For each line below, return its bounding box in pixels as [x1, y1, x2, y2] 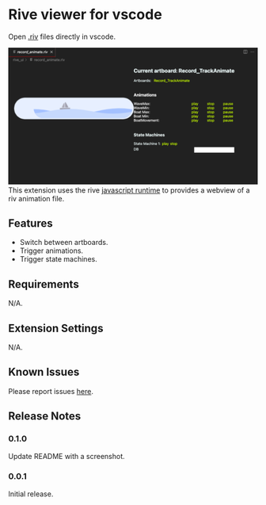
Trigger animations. [19, 246, 84, 255]
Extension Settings [8, 321, 104, 335]
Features [8, 216, 53, 230]
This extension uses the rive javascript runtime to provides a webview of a [8, 185, 251, 195]
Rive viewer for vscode [8, 6, 162, 24]
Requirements [8, 277, 79, 291]
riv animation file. [8, 193, 65, 203]
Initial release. [8, 489, 54, 499]
